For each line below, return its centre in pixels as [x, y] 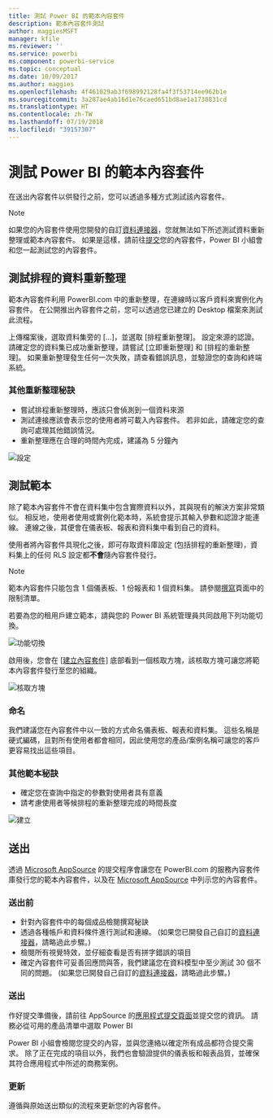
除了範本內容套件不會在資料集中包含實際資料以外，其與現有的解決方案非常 [133, 506]
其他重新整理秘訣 [42, 390]
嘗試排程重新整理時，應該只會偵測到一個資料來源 [102, 410]
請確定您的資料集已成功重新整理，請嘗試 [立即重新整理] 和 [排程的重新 [126, 347]
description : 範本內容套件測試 [56, 24]
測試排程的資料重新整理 [67, 278]
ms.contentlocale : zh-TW [50, 115]
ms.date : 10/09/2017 [43, 77]
